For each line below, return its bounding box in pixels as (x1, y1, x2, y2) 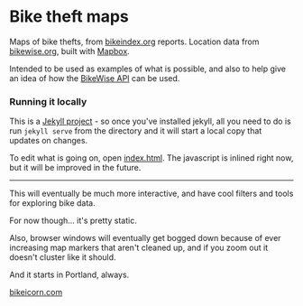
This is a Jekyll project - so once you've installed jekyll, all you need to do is (9, 116, 291, 127)
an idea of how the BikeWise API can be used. (9, 72, 180, 83)
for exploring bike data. (9, 198, 96, 209)
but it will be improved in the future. (9, 162, 142, 173)
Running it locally (9, 95, 87, 107)
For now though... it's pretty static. (9, 215, 137, 227)
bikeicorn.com (9, 287, 63, 298)
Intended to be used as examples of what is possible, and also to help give (9, 63, 287, 74)
